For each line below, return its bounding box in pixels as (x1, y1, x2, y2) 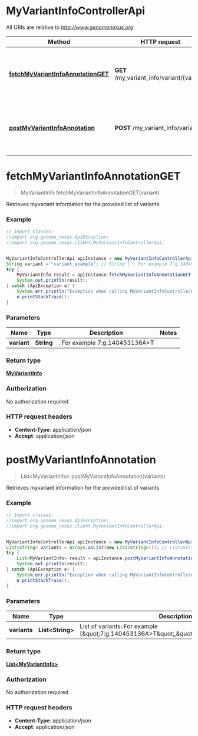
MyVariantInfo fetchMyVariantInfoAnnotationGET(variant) (20, 189, 160, 196)
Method (48, 37, 71, 45)
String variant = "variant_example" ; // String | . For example (6, 261, 167, 267)
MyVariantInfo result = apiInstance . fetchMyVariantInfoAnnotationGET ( (16, 272, 194, 278)
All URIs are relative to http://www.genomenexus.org (6, 24, 134, 31)
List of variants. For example (79, 622, 158, 630)
